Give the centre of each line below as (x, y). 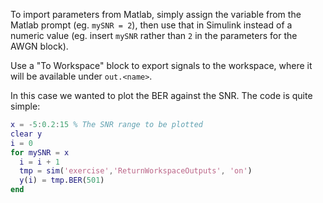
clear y (26, 134)
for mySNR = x (40, 152)
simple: (25, 106)
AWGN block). (39, 46)
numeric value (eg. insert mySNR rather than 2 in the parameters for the (154, 35)
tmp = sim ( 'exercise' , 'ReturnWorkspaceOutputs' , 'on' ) (136, 171)
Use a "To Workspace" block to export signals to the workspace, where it (161, 65)
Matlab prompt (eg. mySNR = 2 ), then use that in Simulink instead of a (151, 25)
